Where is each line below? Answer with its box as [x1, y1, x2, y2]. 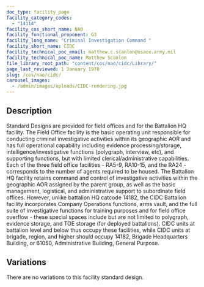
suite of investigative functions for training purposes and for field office [6, 207, 186, 214]
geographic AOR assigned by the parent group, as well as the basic [6, 180, 176, 188]
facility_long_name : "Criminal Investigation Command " [6, 37, 151, 44]
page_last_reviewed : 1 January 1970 [6, 66, 100, 72]
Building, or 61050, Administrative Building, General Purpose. [6, 239, 160, 247]
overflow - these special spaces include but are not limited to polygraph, [6, 213, 189, 221]
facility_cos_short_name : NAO [6, 26, 84, 33]
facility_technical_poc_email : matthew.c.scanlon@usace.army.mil [6, 49, 176, 55]
